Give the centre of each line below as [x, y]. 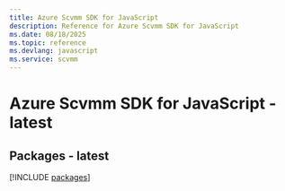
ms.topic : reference [48, 43]
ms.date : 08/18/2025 [48, 34]
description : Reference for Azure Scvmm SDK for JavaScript [125, 26]
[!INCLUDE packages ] [50, 177]
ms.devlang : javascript [54, 51]
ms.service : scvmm [44, 59]
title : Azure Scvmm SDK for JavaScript [84, 17]
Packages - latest [59, 156]
